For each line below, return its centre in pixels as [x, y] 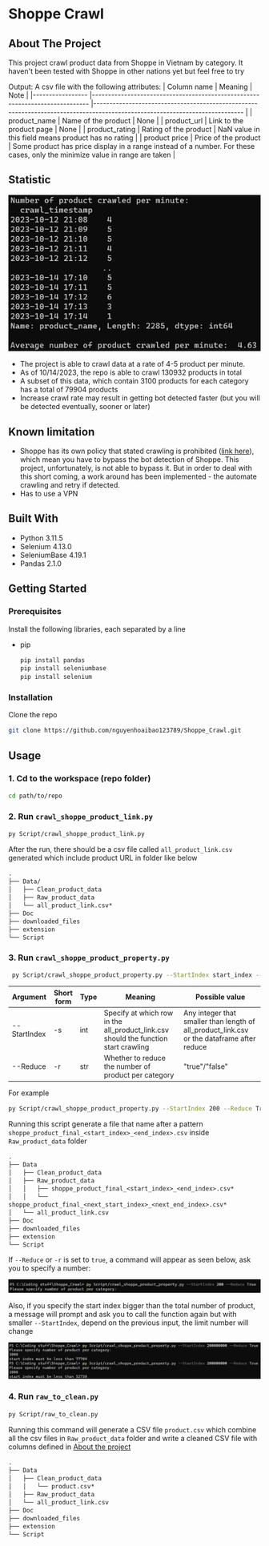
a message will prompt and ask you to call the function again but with [122, 1314]
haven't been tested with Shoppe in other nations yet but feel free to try [126, 71]
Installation [31, 697]
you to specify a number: [50, 1268]
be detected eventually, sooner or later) [85, 407]
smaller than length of [219, 1021]
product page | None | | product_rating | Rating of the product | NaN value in [134, 129]
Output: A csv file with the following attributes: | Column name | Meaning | [130, 86]
